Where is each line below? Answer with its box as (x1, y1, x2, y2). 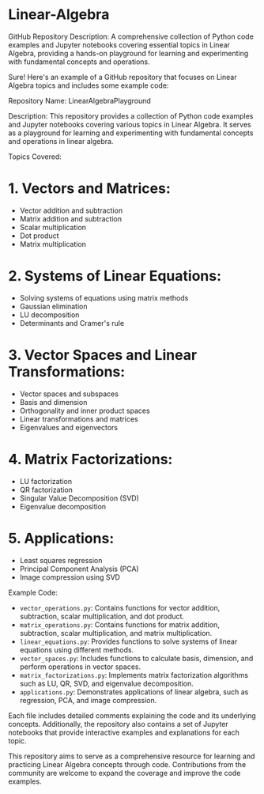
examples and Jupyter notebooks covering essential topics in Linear (8, 40, 231, 49)
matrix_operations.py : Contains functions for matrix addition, (19, 619, 220, 630)
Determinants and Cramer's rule (19, 318, 125, 327)
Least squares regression (19, 555, 103, 565)
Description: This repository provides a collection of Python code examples (8, 111, 254, 120)
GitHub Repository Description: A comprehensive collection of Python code (8, 32, 255, 41)
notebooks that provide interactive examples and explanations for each (8, 728, 239, 737)
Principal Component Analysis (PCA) (19, 564, 140, 573)
